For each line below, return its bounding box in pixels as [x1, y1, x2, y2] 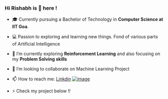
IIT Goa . [12, 24, 29, 30]
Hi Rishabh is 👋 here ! [5, 5, 57, 12]
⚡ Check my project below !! [12, 88, 71, 94]
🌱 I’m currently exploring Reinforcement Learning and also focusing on [12, 51, 160, 57]
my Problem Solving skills [12, 56, 67, 62]
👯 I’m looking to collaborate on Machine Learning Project [12, 66, 130, 72]
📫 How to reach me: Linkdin [12, 76, 71, 82]
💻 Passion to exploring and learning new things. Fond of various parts [12, 34, 158, 40]
